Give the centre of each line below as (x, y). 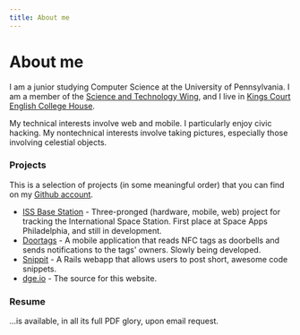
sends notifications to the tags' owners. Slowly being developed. (141, 249)
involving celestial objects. (58, 142)
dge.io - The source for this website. (90, 278)
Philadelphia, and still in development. (92, 230)
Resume (28, 301)
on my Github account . (51, 194)
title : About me (39, 17)
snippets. (39, 269)
